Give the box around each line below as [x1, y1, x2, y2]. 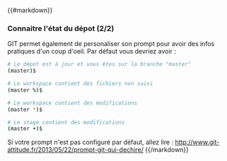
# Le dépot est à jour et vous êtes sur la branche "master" [7, 61, 192, 68]
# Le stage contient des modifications [7, 119, 125, 126]
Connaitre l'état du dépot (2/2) [7, 23, 115, 33]
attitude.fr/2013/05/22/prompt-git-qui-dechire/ [7, 145, 144, 154]
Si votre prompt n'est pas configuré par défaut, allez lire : [7, 138, 174, 147]
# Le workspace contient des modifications [7, 99, 138, 107]
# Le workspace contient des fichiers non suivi [7, 80, 153, 88]
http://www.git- [175, 138, 220, 147]
